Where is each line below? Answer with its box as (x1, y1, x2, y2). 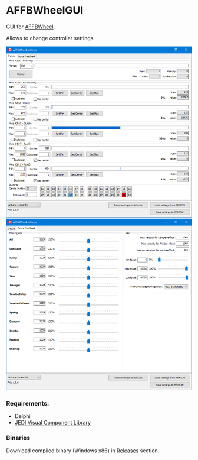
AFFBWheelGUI (6, 4, 84, 17)
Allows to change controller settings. (6, 34, 95, 41)
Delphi (14, 412, 31, 420)
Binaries (6, 433, 31, 442)
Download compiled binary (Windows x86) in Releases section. (6, 447, 160, 454)
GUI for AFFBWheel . (6, 23, 55, 30)
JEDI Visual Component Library (14, 419, 91, 426)
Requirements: (6, 399, 49, 407)
